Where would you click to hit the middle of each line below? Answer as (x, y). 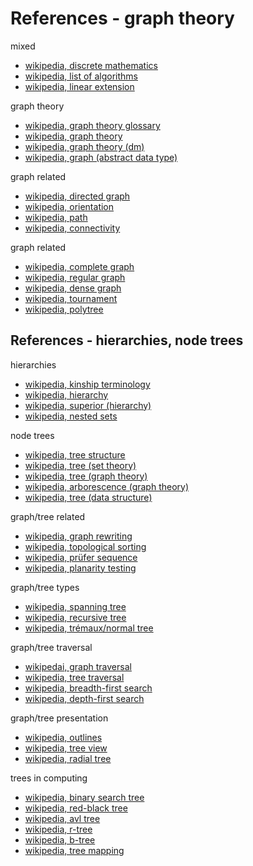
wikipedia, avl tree (62, 818)
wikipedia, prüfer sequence (81, 557)
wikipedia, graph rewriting (78, 536)
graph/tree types (45, 587)
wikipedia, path (56, 217)
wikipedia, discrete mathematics (91, 65)
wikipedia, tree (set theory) (80, 465)
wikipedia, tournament (71, 298)
